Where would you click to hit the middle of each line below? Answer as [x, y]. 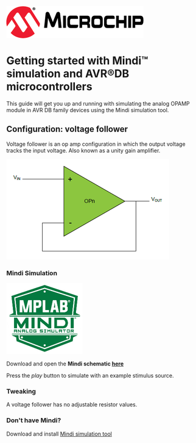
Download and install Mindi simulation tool [59, 434]
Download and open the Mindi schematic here [65, 364]
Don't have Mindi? [34, 420]
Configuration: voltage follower [67, 129]
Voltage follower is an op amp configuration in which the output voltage [96, 144]
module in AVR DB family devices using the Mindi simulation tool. [88, 110]
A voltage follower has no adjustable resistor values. [72, 405]
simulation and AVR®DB [68, 74]
